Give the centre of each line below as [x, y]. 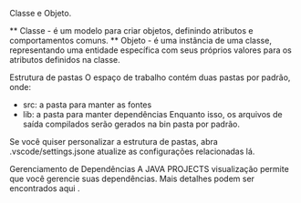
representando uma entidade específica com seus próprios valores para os [150, 50]
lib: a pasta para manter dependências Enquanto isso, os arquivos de [152, 114]
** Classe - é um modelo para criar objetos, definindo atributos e [131, 30]
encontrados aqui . [45, 188]
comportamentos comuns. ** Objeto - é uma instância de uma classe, [140, 41]
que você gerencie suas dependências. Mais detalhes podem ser [132, 178]
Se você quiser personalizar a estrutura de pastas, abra [114, 142]
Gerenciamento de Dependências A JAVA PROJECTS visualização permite [149, 169]
